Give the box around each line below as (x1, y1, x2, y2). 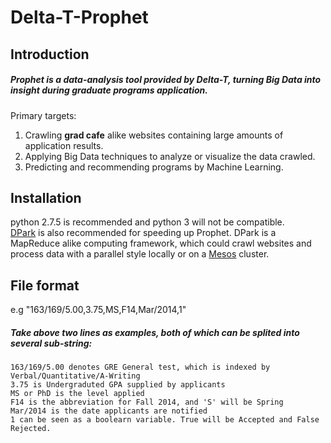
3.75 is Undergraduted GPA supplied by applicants (10, 380, 226, 390)
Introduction (10, 46, 90, 63)
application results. (24, 139, 104, 151)
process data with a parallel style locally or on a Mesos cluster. (10, 248, 270, 260)
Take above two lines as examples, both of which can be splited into (10, 326, 300, 338)
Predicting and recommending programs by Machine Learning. (24, 161, 284, 173)
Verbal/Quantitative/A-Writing (10, 371, 141, 381)
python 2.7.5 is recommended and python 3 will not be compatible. (10, 216, 285, 228)
